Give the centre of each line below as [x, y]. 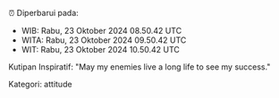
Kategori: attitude [40, 84]
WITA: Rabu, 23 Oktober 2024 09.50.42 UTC [104, 40]
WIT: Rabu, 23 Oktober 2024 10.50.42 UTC [100, 49]
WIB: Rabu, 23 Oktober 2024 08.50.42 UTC [101, 31]
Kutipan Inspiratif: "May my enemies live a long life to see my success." [139, 67]
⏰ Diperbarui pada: [44, 13]
